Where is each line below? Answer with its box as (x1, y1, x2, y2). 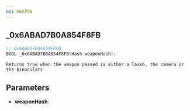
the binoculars (6, 67, 43, 73)
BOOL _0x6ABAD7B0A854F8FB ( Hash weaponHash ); (6, 51, 116, 57)
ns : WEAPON (6, 8, 33, 15)
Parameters (6, 82, 50, 92)
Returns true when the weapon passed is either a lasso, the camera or (6, 62, 184, 68)
